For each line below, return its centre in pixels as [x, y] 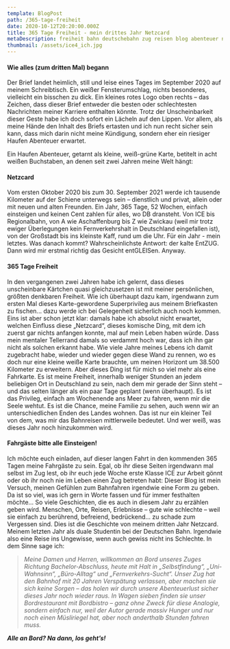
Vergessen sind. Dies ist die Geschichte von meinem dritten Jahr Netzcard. [113, 524]
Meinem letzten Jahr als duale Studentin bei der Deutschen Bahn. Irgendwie [114, 531]
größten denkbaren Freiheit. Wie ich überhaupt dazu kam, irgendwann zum [113, 296]
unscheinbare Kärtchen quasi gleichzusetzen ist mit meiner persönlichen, [111, 289]
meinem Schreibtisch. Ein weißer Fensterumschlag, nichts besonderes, [107, 90]
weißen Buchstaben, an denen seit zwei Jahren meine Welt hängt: [100, 161]
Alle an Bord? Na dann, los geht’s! [56, 638]
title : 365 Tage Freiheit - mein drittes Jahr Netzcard [88, 33]
